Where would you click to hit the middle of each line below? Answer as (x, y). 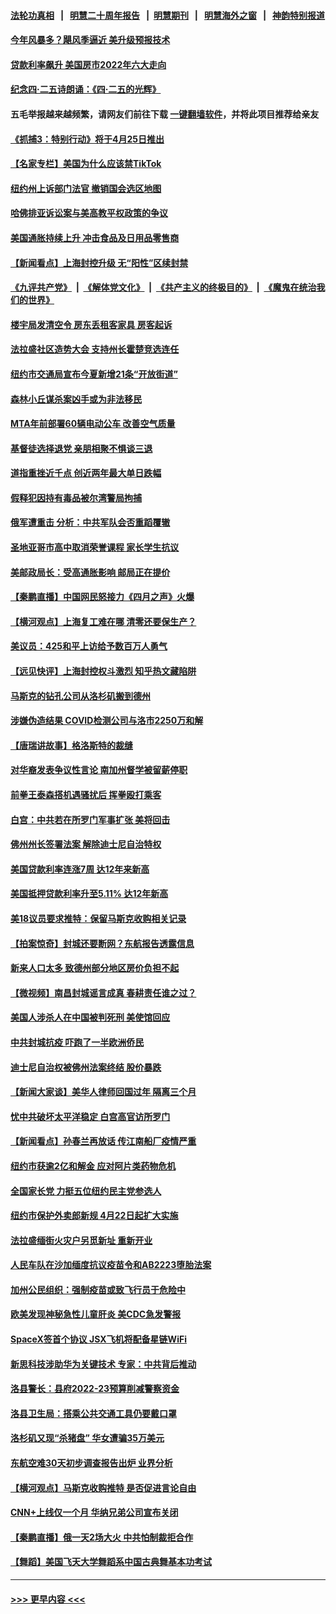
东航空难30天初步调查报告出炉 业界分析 (91, 1463)
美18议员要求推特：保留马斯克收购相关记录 (98, 918)
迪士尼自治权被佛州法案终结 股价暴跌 (86, 1067)
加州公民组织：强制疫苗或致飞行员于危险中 (98, 1289)
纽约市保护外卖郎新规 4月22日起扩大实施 (94, 1216)
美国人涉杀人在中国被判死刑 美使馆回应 (90, 1017)
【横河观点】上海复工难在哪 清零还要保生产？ (103, 621)
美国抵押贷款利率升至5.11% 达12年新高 (89, 894)
